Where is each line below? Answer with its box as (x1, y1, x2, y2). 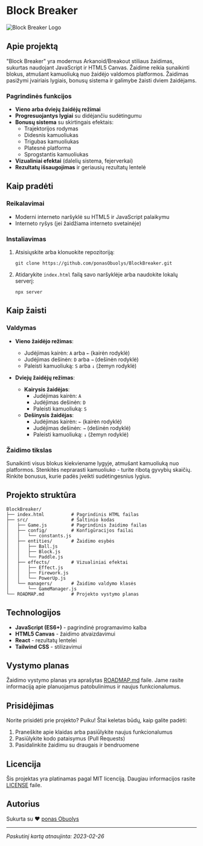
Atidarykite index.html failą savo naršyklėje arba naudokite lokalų (14, 271, 178, 278)
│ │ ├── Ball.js (6, 543, 59, 549)
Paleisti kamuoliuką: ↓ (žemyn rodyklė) (33, 431, 129, 438)
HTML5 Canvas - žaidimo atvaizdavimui (14, 630, 116, 637)
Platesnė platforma (24, 144, 71, 152)
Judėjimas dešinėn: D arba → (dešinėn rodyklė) (24, 355, 139, 363)
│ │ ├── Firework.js (6, 569, 69, 576)
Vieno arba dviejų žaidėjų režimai (14, 106, 101, 113)
